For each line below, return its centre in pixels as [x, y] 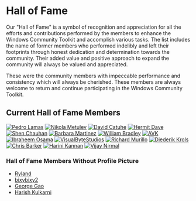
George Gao [29, 186]
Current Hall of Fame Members [63, 113]
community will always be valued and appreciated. [67, 64]
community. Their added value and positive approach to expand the [88, 58]
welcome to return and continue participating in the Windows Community [94, 88]
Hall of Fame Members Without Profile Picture [73, 161]
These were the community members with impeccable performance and [93, 76]
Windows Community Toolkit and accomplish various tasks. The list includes [98, 39]
